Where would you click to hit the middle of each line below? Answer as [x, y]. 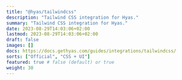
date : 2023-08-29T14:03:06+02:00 [48, 29]
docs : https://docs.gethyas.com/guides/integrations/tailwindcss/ [91, 51]
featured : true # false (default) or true [60, 62]
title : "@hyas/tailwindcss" [42, 12]
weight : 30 [20, 68]
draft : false [23, 40]
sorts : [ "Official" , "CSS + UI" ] [48, 57]
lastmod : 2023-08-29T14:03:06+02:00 [52, 34]
